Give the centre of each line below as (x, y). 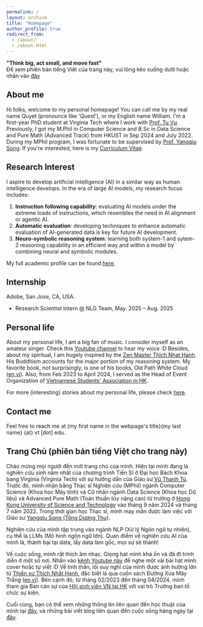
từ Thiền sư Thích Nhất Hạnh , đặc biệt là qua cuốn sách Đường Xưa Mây (97, 573)
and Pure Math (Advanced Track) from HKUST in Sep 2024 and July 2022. (99, 135)
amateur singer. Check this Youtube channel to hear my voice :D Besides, (98, 348)
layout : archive (27, 18)
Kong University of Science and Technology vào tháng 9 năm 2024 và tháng (102, 505)
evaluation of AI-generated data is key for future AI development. (96, 232)
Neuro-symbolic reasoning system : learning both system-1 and (95, 238)
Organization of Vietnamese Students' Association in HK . (77, 381)
